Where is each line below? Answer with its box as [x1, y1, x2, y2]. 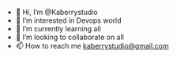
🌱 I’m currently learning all [15, 24, 101, 33]
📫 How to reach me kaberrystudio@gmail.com [15, 42, 169, 50]
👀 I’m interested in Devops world [15, 16, 122, 25]
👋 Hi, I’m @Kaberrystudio [15, 8, 98, 16]
